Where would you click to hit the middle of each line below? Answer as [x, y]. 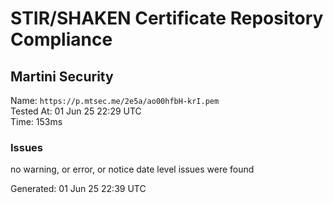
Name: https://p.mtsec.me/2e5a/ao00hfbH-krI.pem [115, 100]
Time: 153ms [36, 121]
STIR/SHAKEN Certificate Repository [167, 18]
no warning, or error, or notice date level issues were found [132, 169]
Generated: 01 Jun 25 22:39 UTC [78, 189]
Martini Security [62, 76]
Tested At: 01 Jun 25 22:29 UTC [76, 111]
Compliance [61, 39]
